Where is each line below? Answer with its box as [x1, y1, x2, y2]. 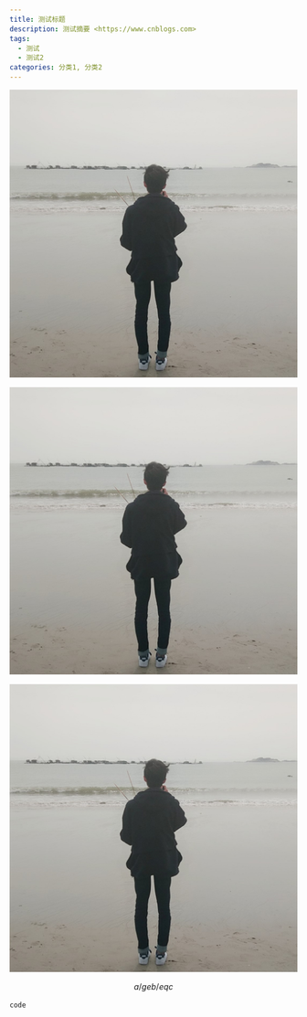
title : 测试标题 [9, 15, 66, 24]
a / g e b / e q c [133, 980, 174, 991]
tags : [9, 34, 30, 43]
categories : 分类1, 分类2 [9, 63, 103, 72]
